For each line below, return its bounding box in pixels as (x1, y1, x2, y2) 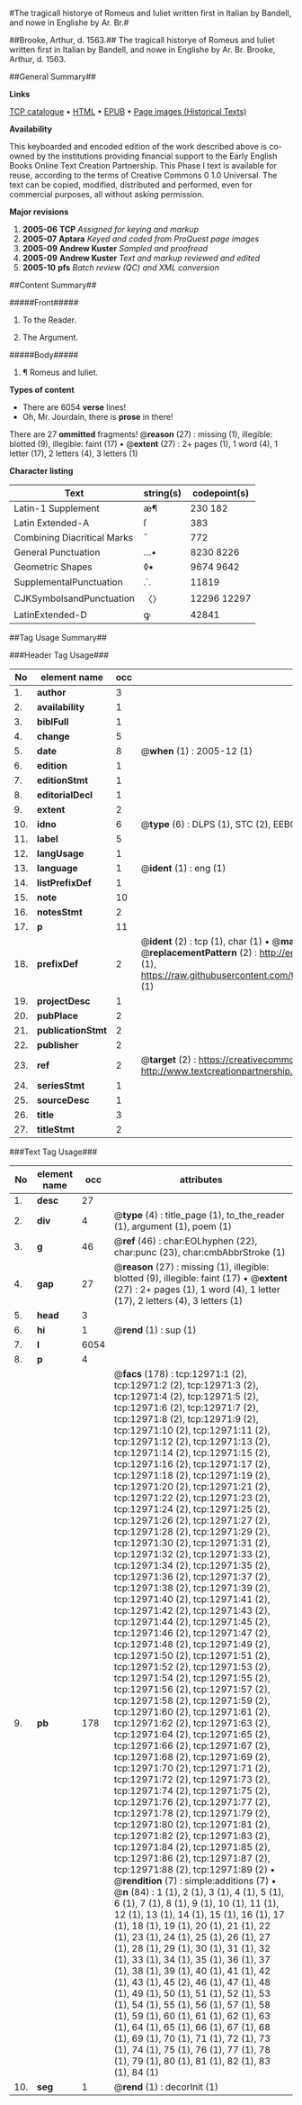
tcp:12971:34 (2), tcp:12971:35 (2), (113, 1559, 271, 1572)
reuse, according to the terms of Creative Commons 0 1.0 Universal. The (9, 170, 278, 180)
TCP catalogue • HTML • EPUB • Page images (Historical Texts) (9, 106, 247, 116)
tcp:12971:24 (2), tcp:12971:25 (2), (113, 1503, 271, 1515)
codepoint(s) (191, 487, 250, 499)
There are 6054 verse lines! (22, 402, 127, 413)
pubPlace (37, 1009, 79, 1022)
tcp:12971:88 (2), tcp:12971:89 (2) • (113, 1864, 276, 1875)
